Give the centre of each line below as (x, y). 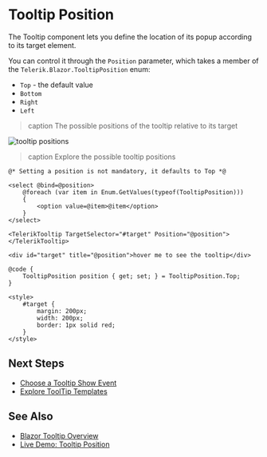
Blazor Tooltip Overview (59, 435)
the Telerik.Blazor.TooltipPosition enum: (79, 69)
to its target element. (42, 45)
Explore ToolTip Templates (63, 391)
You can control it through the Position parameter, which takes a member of (133, 61)
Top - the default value (56, 85)
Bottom (31, 93)
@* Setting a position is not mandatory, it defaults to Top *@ (117, 171)
